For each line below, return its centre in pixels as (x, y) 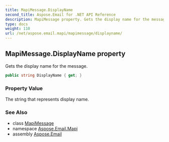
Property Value (24, 88)
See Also (16, 112)
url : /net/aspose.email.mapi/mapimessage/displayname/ (64, 33)
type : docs (17, 24)
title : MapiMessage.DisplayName (39, 10)
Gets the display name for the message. (47, 66)
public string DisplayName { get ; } (44, 75)
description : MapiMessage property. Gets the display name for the (77, 19)
